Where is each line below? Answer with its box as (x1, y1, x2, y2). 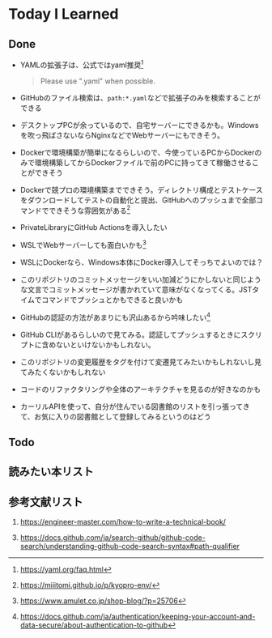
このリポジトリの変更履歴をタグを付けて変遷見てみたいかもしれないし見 (19, 357, 261, 367)
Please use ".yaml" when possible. (40, 76, 155, 86)
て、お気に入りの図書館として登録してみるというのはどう (19, 411, 212, 421)
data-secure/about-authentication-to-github (19, 620, 168, 630)
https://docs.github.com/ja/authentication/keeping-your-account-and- (19, 612, 256, 622)
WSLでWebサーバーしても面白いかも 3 (19, 239, 147, 249)
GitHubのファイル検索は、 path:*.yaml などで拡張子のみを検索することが (19, 92, 261, 102)
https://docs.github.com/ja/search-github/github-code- (19, 533, 206, 542)
